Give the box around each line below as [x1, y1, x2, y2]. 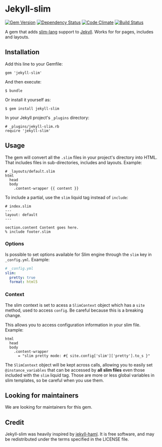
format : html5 [9, 280, 38, 284]
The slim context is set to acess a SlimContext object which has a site [5, 302, 145, 308]
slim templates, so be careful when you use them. [5, 377, 104, 383]
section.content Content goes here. [5, 225, 79, 230]
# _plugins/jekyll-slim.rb [5, 124, 59, 129]
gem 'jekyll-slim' [5, 70, 42, 75]
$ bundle [5, 88, 23, 93]
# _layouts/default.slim [5, 169, 55, 174]
